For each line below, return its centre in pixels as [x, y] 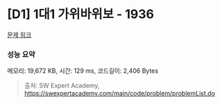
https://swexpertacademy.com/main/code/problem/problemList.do [120, 94]
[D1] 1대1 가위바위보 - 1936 [81, 14]
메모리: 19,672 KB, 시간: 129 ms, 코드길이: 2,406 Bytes [83, 71]
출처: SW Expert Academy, [62, 86]
